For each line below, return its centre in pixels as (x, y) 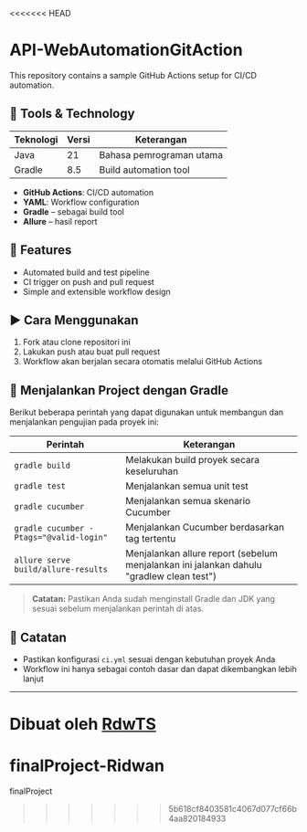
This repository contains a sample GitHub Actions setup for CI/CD (133, 75)
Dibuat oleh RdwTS (83, 724)
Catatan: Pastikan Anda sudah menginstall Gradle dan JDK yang (153, 599)
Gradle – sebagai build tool (74, 211)
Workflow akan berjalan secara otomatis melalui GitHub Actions (143, 362)
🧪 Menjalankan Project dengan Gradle (119, 390)
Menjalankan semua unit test (186, 486)
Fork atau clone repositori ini (76, 342)
